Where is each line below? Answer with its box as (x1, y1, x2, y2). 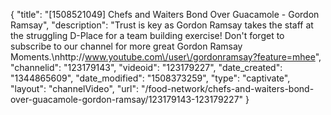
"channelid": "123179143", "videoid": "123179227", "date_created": (10, 62, 283, 73)
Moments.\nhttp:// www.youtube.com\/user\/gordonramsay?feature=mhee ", (10, 51, 322, 63)
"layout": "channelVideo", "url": (10, 83, 140, 94)
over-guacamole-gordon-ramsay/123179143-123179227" (10, 94, 244, 105)
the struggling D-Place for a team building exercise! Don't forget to (10, 30, 285, 41)
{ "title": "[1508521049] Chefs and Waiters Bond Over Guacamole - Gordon (10, 9, 320, 20)
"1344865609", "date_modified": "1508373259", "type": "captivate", (10, 72, 291, 84)
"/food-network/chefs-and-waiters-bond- (140, 83, 315, 94)
